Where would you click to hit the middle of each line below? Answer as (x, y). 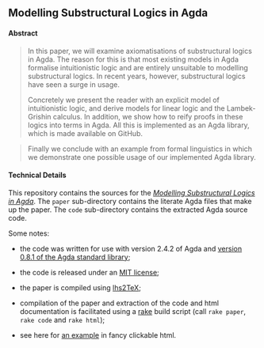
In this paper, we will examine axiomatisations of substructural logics (140, 51)
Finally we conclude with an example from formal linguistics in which (140, 149)
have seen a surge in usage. (74, 84)
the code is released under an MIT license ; (90, 272)
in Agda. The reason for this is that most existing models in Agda (133, 59)
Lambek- (241, 108)
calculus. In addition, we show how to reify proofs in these (148, 116)
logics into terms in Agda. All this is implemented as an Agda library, (138, 125)
